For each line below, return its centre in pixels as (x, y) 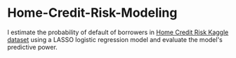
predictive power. (32, 47)
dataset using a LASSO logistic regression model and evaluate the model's (115, 39)
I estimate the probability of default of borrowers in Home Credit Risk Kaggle (118, 32)
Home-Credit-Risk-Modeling (92, 13)
